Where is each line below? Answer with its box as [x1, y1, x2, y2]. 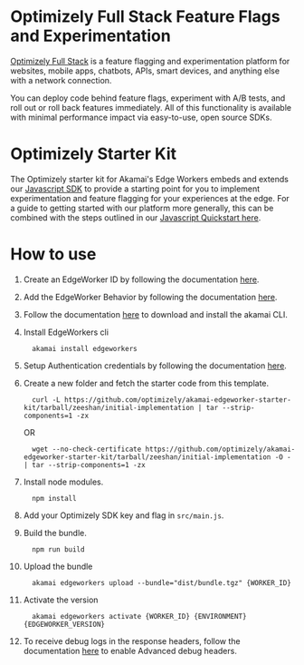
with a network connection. [10, 74, 112, 85]
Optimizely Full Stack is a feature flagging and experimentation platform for [10, 55, 290, 66]
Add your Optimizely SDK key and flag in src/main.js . [23, 510, 224, 521]
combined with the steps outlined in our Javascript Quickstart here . [10, 211, 261, 223]
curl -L [32, 395, 62, 405]
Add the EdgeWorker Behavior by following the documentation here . [23, 291, 278, 302]
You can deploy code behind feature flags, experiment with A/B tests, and [10, 93, 286, 103]
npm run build [32, 544, 85, 554]
